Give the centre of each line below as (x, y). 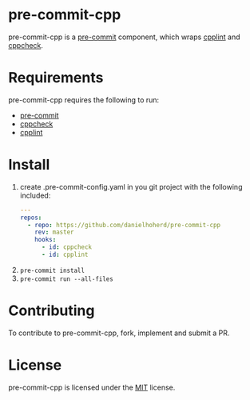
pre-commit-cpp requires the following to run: (84, 100)
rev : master (54, 232)
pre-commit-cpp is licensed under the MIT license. (92, 387)
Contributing (52, 311)
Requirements (56, 78)
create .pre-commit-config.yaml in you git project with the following (131, 186)
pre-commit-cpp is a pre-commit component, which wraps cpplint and (125, 37)
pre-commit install (52, 270)
